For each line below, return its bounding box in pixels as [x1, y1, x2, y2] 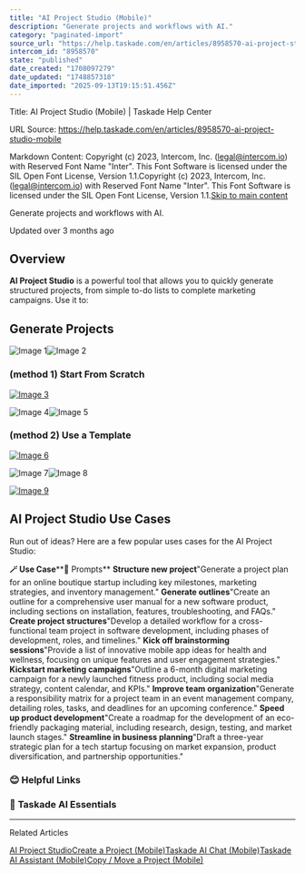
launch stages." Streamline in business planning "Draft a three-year [9, 731, 264, 742]
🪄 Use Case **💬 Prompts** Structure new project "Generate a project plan [9, 564, 289, 574]
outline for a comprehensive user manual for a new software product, [9, 595, 270, 606]
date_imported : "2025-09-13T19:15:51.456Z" [9, 81, 177, 90]
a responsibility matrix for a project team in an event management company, [9, 693, 294, 704]
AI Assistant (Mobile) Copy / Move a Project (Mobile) [9, 854, 204, 865]
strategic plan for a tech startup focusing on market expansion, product [9, 741, 277, 752]
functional [9, 625, 47, 635]
